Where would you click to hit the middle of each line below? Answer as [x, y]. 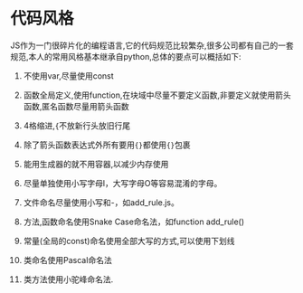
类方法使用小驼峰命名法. [68, 279]
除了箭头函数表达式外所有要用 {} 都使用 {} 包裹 [107, 145]
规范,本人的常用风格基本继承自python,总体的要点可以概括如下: [126, 56]
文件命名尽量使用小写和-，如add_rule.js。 [101, 202]
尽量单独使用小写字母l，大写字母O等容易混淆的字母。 [123, 183]
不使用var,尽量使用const [68, 76]
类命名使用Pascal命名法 [67, 260]
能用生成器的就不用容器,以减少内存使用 [96, 164]
